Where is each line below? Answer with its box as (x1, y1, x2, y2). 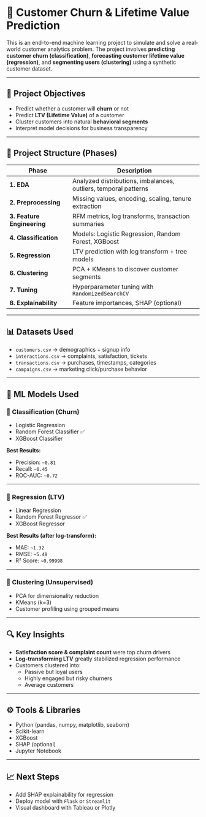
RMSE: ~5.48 (15, 551, 48, 558)
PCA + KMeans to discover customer (72, 265, 179, 273)
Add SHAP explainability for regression (15, 791, 113, 799)
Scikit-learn (15, 727, 45, 735)
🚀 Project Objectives (6, 88, 86, 99)
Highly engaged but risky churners (24, 675, 112, 682)
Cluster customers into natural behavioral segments (15, 118, 148, 125)
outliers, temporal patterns (72, 184, 149, 193)
